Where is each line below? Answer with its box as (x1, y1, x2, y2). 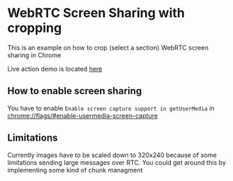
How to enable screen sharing (7, 85, 142, 97)
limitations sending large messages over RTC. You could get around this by (7, 158, 227, 167)
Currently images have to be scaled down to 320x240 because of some (7, 151, 217, 159)
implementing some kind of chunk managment (7, 165, 143, 174)
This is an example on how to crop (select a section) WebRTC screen (7, 43, 209, 52)
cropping (7, 20, 62, 36)
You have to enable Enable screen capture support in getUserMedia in (7, 104, 215, 112)
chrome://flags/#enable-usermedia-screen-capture (7, 111, 158, 119)
